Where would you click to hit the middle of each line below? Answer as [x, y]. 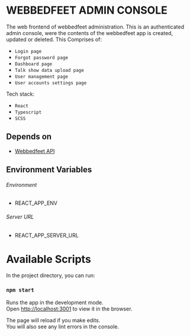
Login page [28, 51]
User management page [41, 77]
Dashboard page [33, 64]
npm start [20, 290]
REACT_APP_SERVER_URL [46, 235]
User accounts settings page [51, 83]
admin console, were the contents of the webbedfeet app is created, [90, 33]
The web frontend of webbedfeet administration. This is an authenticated [95, 27]
